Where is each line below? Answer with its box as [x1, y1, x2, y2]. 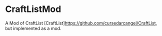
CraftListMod [5, 3, 61, 15]
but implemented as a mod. [5, 25, 61, 31]
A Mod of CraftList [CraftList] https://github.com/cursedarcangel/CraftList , [5, 20, 157, 26]
